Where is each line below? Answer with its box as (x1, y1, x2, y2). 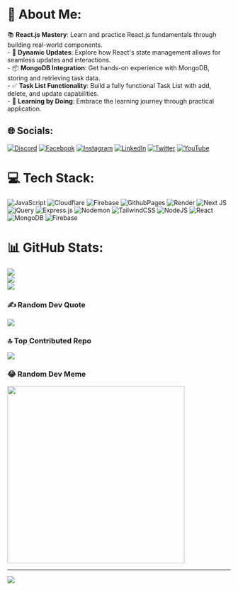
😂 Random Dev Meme (7, 369, 86, 379)
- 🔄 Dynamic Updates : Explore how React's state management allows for (7, 48, 221, 56)
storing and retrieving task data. (7, 74, 101, 82)
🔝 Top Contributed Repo (7, 336, 92, 346)
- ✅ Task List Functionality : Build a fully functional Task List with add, (7, 81, 212, 89)
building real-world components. (7, 40, 103, 49)
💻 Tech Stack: (7, 170, 95, 186)
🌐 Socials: (7, 125, 54, 137)
